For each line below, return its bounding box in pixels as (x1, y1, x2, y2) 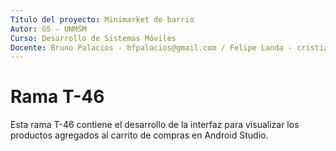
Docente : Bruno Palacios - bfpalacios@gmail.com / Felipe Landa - (10, 42, 293, 53)
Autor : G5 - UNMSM (10, 24, 87, 34)
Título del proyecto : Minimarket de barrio (10, 14, 195, 25)
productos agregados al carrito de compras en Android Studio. (10, 129, 269, 141)
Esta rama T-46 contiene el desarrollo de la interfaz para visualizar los (10, 119, 300, 131)
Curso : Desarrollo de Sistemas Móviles (10, 33, 177, 43)
